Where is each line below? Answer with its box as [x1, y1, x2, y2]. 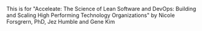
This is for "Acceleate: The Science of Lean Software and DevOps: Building [6, 5, 196, 12]
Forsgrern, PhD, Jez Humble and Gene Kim [6, 18, 115, 25]
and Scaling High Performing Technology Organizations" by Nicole [6, 12, 175, 19]
